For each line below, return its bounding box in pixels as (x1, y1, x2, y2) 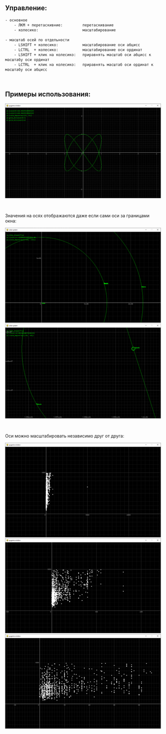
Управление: (5, 4, 47, 12)
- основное (5, 17, 28, 23)
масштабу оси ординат (5, 57, 50, 62)
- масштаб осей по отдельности (5, 37, 70, 43)
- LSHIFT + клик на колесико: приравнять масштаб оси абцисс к (14, 52, 152, 57)
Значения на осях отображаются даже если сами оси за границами (5, 213, 150, 219)
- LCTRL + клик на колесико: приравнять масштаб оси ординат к (14, 62, 154, 67)
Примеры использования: (5, 90, 91, 98)
